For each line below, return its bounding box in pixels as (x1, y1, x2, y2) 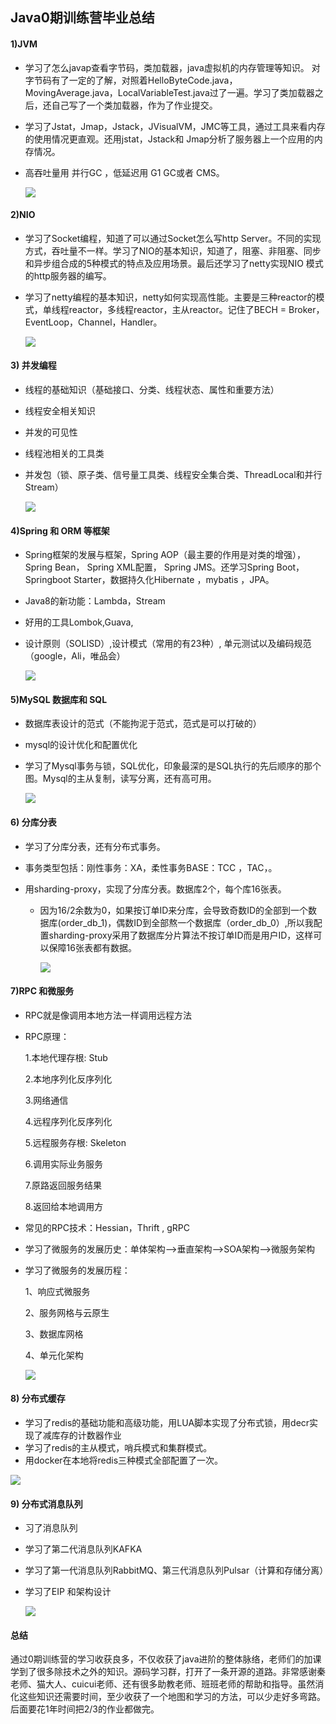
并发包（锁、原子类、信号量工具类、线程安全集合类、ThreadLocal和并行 (24, 469, 323, 480)
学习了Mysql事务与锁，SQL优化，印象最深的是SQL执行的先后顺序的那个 (24, 760, 322, 772)
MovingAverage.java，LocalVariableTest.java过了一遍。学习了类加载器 (24, 86, 315, 98)
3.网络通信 (24, 1094, 69, 1106)
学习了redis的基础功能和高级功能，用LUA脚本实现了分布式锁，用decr (24, 1417, 310, 1429)
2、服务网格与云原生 (24, 1306, 110, 1318)
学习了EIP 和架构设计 (24, 1586, 112, 1598)
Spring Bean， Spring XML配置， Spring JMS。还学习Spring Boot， (24, 561, 305, 573)
